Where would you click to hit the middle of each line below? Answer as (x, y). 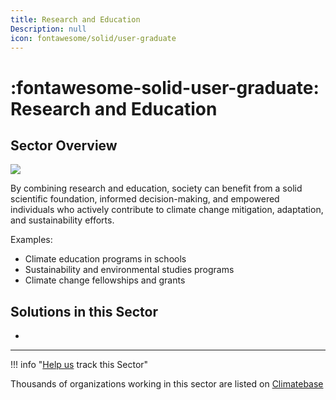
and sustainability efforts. (62, 220)
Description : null (48, 29)
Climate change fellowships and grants (105, 280)
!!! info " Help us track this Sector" (79, 365)
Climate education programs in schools (105, 259)
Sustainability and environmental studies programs (129, 270)
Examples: (31, 240)
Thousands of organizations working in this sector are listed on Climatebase (167, 384)
